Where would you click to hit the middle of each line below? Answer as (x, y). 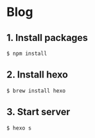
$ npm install (27, 53)
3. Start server (38, 112)
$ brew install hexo (36, 91)
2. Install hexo (37, 75)
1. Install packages (47, 38)
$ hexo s (19, 128)
